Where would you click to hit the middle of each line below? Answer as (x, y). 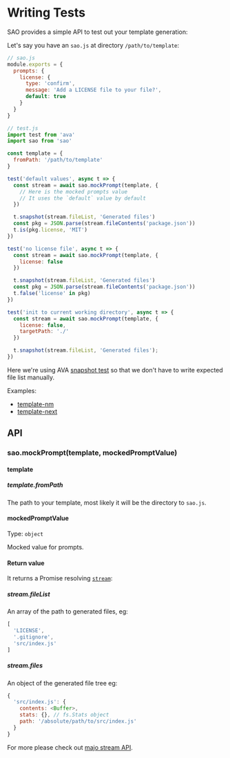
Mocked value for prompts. (45, 547)
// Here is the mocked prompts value (74, 191)
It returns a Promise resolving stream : (60, 578)
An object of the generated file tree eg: (62, 683)
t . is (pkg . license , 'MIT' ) (51, 230)
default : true (46, 97)
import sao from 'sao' (40, 141)
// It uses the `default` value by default (83, 198)
